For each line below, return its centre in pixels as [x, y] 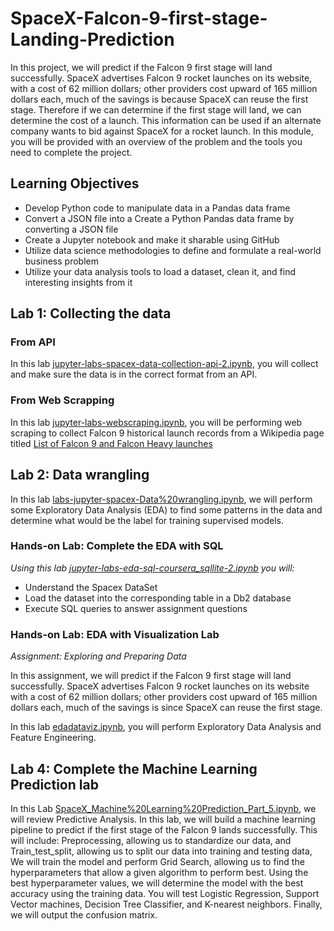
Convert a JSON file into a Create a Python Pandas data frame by [159, 218]
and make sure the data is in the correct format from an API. [134, 374]
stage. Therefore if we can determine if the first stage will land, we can [156, 109]
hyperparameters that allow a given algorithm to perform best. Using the [159, 872]
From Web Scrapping [62, 400]
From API [33, 342]
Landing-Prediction [92, 39]
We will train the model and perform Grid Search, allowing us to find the [157, 861]
